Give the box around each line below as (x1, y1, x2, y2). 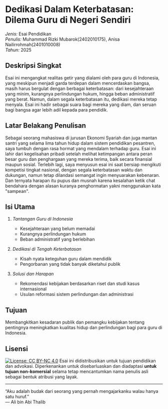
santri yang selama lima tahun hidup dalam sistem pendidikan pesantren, (5, 140, 155, 146)
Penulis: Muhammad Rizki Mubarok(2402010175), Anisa (5, 36, 120, 42)
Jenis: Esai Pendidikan (5, 31, 51, 37)
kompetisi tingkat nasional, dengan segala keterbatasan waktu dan (5, 167, 142, 173)
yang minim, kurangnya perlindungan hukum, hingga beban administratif (5, 90, 155, 96)
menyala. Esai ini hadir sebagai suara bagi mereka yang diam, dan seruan (5, 101, 156, 108)
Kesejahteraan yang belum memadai (19, 226, 95, 232)
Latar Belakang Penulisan (5, 122, 86, 130)
